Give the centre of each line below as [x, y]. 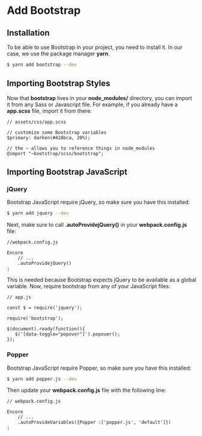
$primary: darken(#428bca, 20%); [49, 137]
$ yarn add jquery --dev [38, 213]
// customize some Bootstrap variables [57, 132]
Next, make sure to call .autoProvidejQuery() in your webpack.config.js [97, 225]
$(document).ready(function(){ [46, 329]
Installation [28, 33]
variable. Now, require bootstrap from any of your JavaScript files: [89, 286]
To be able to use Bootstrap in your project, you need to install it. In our [95, 47]
